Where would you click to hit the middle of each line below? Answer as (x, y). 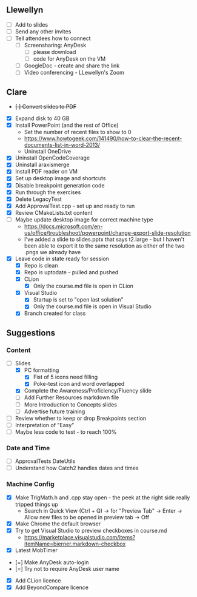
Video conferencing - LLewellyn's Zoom (74, 73)
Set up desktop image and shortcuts (60, 178)
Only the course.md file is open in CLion (83, 286)
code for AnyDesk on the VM (69, 59)
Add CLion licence (38, 580)
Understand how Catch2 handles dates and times (77, 468)
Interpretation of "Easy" (45, 425)
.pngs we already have (52, 252)
